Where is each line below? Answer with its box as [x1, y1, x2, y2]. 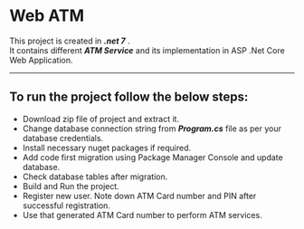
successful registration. [22, 200, 111, 211]
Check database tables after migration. [22, 171, 168, 182]
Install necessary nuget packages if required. [22, 142, 192, 153]
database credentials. [22, 132, 104, 143]
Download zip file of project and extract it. [22, 113, 179, 124]
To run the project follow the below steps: [9, 90, 249, 105]
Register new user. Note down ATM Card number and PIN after [22, 190, 257, 201]
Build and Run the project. [22, 180, 119, 191]
